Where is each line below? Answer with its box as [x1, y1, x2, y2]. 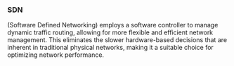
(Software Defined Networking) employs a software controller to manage [7, 21, 219, 29]
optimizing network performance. [7, 51, 104, 59]
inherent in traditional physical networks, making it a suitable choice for [7, 44, 214, 52]
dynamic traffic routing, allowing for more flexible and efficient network [7, 28, 214, 37]
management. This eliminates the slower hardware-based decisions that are [7, 36, 227, 44]
